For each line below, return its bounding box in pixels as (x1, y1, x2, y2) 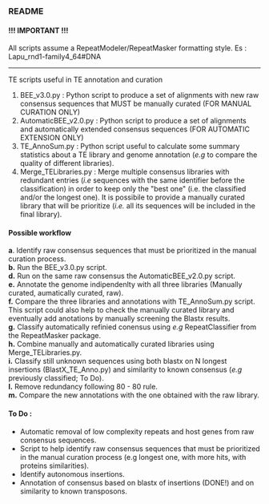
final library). (19, 210, 62, 220)
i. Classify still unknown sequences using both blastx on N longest (8, 357, 227, 366)
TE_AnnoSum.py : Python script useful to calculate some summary (19, 142, 240, 151)
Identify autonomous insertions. (19, 469, 126, 478)
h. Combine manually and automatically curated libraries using (8, 339, 215, 349)
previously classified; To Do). (8, 373, 104, 383)
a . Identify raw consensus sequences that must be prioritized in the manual (8, 246, 257, 256)
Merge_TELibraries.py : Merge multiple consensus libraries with (19, 167, 230, 177)
